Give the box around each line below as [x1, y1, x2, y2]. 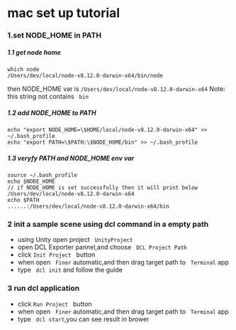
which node [7, 66, 40, 73]
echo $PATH [7, 197, 40, 204]
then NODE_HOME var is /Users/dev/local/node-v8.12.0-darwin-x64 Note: [7, 85, 225, 93]
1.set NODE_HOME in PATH [7, 31, 101, 41]
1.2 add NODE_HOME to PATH [7, 108, 96, 117]
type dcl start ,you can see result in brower [17, 314, 150, 323]
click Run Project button [17, 299, 92, 308]
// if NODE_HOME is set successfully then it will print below [7, 184, 198, 191]
